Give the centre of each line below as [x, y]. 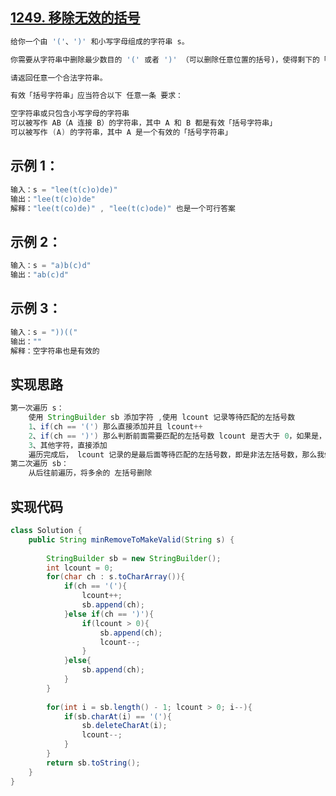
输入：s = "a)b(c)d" [51, 266]
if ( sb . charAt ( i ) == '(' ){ [117, 716]
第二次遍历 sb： [39, 464]
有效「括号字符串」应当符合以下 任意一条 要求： [96, 96]
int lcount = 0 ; [80, 568]
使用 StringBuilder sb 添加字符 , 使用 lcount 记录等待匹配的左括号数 [162, 418]
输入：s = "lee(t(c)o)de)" [64, 189]
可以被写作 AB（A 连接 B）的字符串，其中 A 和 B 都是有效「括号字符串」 [144, 123]
